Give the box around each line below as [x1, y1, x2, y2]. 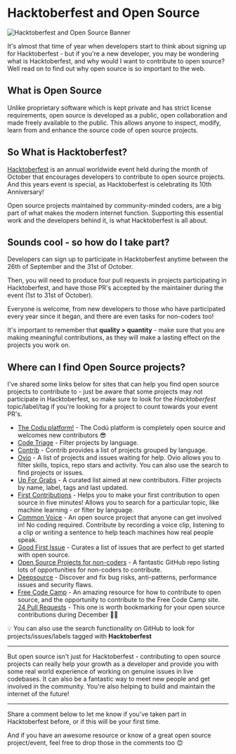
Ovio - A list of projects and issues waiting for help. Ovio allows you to [17, 453, 221, 462]
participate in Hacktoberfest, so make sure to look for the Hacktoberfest [7, 395, 216, 403]
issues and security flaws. [17, 581, 93, 589]
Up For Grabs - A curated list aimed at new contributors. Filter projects [17, 476, 222, 484]
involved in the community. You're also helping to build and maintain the [7, 682, 216, 691]
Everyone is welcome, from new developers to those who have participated [7, 305, 226, 313]
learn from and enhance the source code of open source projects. [7, 125, 199, 134]
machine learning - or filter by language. [17, 505, 135, 515]
